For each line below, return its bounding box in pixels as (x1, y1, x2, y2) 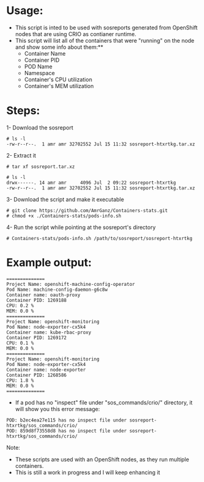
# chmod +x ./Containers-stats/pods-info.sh (6, 213, 122, 219)
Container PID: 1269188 (6, 297, 67, 303)
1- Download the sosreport (6, 123, 73, 131)
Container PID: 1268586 (6, 372, 67, 378)
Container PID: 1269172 (6, 334, 67, 341)
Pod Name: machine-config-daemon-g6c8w (6, 287, 108, 293)
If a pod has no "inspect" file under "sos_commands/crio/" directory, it (15, 398, 193, 406)
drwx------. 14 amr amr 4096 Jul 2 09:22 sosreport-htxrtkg (6, 180, 176, 186)
